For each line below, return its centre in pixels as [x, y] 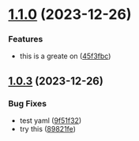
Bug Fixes [28, 103]
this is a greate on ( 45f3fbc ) [65, 56]
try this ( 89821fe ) [48, 129]
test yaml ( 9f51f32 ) [51, 121]
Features [26, 39]
